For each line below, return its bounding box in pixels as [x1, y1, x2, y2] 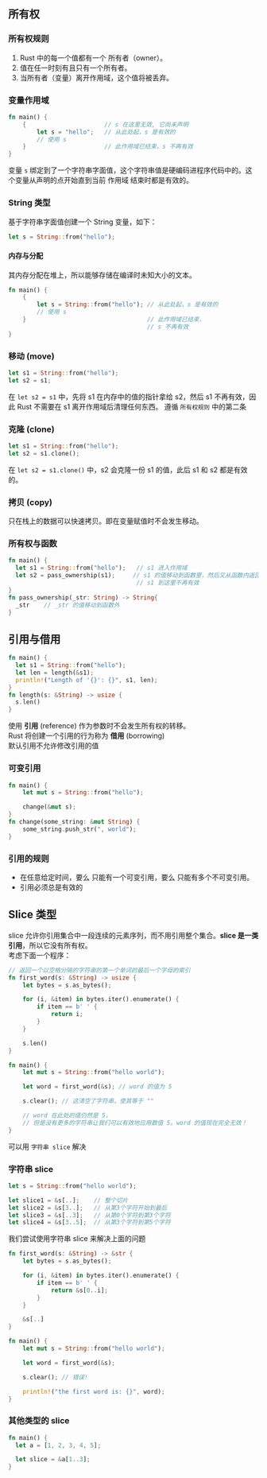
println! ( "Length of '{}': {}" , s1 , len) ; [15, 676, 158, 684]
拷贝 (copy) [8, 496, 53, 507]
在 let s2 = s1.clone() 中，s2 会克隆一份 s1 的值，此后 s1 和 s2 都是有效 [8, 464, 248, 475]
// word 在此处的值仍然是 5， [22, 1111, 112, 1119]
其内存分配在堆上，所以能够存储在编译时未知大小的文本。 [8, 270, 196, 280]
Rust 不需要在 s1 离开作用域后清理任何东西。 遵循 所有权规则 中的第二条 [17, 402, 247, 411]
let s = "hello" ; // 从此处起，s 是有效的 [37, 128, 176, 136]
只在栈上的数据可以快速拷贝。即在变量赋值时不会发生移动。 [8, 516, 203, 526]
